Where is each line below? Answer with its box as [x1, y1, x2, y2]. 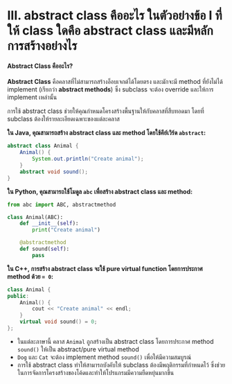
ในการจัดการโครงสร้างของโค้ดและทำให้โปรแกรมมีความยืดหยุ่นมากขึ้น [17, 368, 175, 376]
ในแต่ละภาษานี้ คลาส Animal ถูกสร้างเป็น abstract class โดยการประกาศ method [17, 337, 214, 345]
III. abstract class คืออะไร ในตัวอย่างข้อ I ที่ [7, 8, 223, 24]
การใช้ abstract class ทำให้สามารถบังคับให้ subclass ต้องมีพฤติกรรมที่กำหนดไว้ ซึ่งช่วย [17, 360, 226, 369]
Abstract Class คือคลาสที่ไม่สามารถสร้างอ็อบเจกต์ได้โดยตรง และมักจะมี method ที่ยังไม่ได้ [7, 78, 223, 86]
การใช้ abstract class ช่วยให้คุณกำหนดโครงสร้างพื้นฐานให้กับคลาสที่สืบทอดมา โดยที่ [7, 107, 204, 115]
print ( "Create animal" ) [32, 227, 100, 234]
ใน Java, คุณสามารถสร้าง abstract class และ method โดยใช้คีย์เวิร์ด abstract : [7, 129, 206, 137]
